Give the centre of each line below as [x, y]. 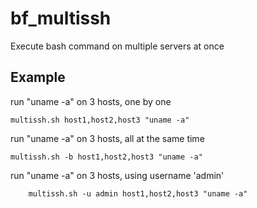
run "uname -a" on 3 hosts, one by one [91, 101]
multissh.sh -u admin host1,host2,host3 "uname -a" [138, 193]
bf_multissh [61, 18]
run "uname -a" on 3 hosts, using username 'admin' [117, 175]
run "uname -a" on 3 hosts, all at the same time [107, 138]
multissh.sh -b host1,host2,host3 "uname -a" [106, 157]
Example [38, 77]
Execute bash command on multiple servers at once [117, 46]
